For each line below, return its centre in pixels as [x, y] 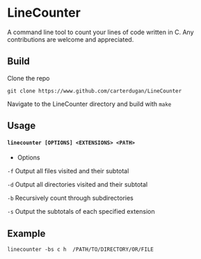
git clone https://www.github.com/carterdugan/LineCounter [95, 91]
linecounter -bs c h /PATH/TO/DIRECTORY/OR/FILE [81, 250]
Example [26, 234]
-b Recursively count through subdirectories [71, 198]
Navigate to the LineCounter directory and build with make [89, 104]
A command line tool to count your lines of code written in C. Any [100, 32]
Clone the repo [29, 78]
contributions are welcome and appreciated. [71, 39]
